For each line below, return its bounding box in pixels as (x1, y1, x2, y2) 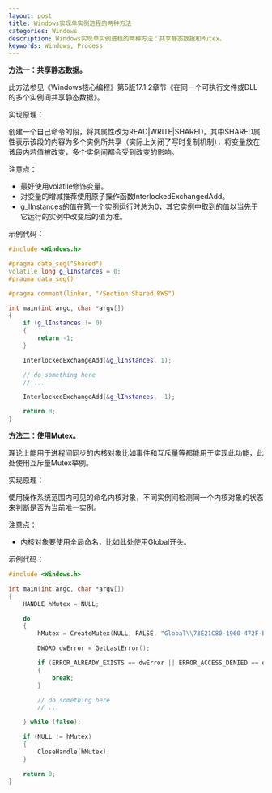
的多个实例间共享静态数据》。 (8, 92, 104, 102)
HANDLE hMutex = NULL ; (23, 600, 100, 608)
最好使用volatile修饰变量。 (19, 181, 108, 191)
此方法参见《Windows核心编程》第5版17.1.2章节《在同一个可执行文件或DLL (8, 83, 258, 92)
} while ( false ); (23, 718, 82, 727)
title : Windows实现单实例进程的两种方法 (8, 19, 132, 28)
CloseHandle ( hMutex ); (37, 748, 111, 756)
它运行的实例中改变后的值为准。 (19, 212, 127, 222)
